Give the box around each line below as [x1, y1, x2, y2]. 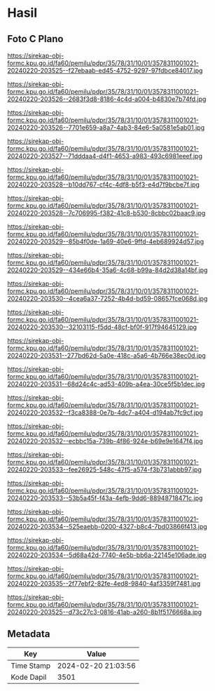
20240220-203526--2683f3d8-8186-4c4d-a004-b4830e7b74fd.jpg [7, 95, 207, 103]
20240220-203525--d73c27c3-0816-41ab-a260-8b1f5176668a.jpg [7, 608, 202, 616]
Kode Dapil [11, 672, 47, 682]
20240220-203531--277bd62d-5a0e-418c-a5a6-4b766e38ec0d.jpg [7, 351, 207, 359]
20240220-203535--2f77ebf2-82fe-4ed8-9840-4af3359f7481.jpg [7, 579, 201, 587]
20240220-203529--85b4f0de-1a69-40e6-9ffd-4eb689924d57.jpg [7, 237, 204, 246]
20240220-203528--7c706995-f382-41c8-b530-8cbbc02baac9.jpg [7, 209, 206, 217]
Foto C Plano [7, 33, 64, 45]
